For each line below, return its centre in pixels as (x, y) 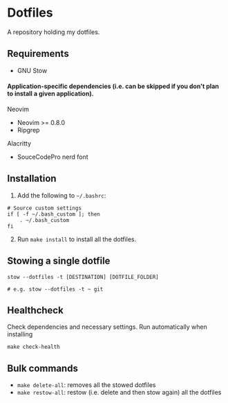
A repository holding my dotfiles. (54, 32)
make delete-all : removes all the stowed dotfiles (86, 385)
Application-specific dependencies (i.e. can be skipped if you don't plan (113, 86)
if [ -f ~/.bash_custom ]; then (54, 214)
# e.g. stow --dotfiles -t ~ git (55, 289)
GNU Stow (32, 70)
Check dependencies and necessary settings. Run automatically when (107, 327)
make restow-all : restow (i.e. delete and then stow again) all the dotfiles (119, 393)
